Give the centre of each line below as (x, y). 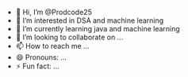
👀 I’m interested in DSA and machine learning (90, 20)
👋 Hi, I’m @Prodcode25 (54, 12)
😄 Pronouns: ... (41, 57)
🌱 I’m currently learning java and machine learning (98, 29)
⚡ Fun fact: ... (37, 66)
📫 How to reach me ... (52, 46)
